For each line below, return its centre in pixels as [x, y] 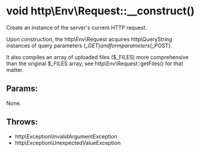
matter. [15, 69]
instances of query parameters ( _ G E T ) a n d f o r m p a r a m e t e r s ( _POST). [89, 45]
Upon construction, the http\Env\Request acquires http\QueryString [89, 39]
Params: [22, 89]
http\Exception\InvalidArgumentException [66, 136]
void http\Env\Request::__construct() [100, 11]
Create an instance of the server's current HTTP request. [77, 28]
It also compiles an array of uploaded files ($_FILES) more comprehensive [97, 57]
